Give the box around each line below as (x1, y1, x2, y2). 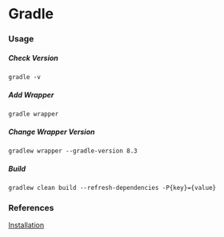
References (8, 202, 54, 213)
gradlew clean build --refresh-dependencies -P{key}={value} (8, 184, 217, 192)
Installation (8, 220, 45, 230)
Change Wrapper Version (8, 127, 95, 136)
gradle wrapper (8, 110, 59, 118)
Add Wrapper (8, 89, 54, 100)
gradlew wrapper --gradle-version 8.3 (8, 147, 138, 156)
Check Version (8, 53, 58, 62)
